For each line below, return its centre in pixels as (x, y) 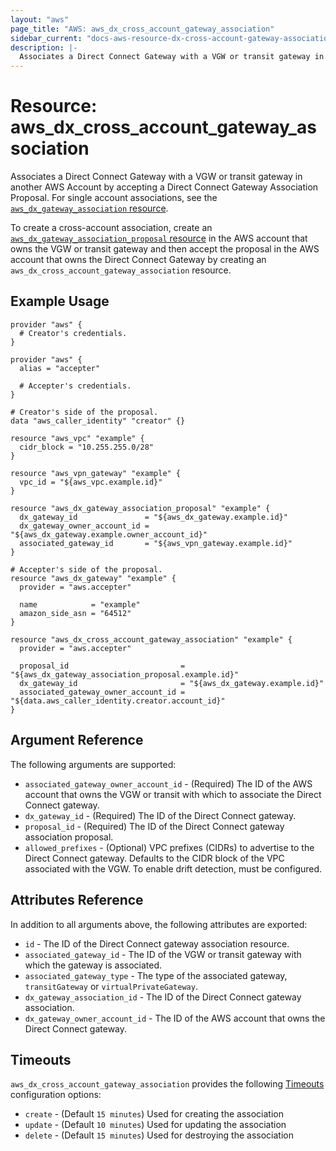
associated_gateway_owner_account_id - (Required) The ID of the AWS (168, 783)
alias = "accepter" (60, 368)
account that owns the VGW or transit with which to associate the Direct (173, 794)
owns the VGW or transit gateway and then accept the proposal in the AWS (165, 249)
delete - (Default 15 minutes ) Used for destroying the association (159, 1135)
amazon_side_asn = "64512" (75, 613)
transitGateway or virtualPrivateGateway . (111, 986)
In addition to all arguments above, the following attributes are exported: (159, 924)
